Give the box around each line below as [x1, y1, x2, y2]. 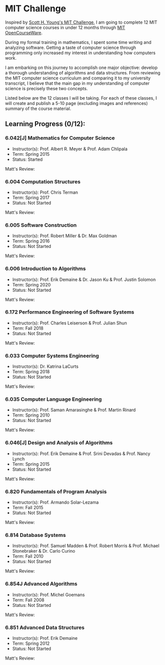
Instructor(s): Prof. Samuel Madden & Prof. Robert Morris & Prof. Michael [12, 543, 160, 549]
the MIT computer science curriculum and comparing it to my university [5, 75, 151, 81]
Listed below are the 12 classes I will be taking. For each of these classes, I [5, 95, 157, 101]
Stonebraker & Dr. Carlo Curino [12, 548, 75, 554]
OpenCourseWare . [5, 30, 43, 35]
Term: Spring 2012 [12, 640, 50, 646]
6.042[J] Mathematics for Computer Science [5, 135, 115, 141]
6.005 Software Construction [5, 221, 77, 228]
